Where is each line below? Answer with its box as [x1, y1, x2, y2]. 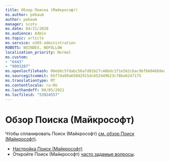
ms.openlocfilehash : [5, 69, 49, 74]
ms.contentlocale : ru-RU [5, 83, 58, 88]
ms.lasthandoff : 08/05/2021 [5, 87, 65, 93]
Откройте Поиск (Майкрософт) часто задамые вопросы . [12, 151, 135, 157]
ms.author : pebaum [5, 12, 44, 17]
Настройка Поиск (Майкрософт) [12, 146, 83, 152]
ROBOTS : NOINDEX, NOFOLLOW [5, 45, 62, 50]
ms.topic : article [5, 36, 44, 41]
